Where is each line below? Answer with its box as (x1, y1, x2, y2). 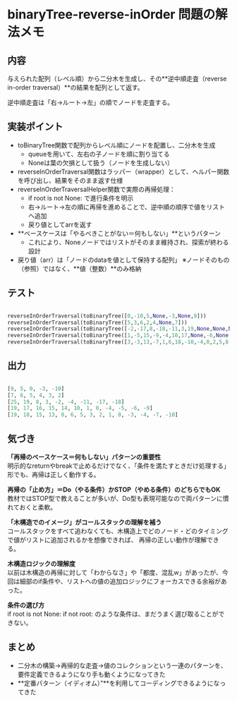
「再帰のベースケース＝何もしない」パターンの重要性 (7, 453, 161, 461)
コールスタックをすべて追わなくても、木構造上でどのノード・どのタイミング (7, 527, 229, 535)
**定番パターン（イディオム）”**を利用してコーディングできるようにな (17, 679, 220, 687)
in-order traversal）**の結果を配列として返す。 (7, 83, 144, 92)
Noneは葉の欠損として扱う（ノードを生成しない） (28, 158, 174, 167)
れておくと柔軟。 (7, 503, 57, 512)
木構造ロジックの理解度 (7, 559, 75, 568)
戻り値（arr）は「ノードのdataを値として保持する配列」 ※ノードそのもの (17, 255, 230, 264)
